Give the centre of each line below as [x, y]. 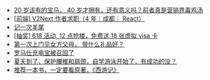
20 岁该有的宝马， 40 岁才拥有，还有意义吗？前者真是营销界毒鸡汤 [108, 10]
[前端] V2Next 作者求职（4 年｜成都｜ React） [79, 18]
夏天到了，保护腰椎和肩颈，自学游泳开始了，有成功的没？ [95, 61]
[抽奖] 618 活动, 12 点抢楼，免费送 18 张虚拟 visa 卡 [86, 36]
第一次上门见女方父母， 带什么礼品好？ [69, 44]
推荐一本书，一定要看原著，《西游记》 [66, 70]
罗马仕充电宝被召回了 [44, 53]
